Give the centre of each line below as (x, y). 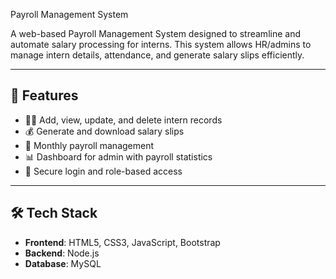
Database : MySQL (63, 263)
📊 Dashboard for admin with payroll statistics (118, 156)
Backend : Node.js (62, 253)
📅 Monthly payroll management (89, 145)
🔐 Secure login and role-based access (103, 171)
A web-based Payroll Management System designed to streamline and (155, 33)
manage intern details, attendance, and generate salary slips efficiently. (157, 55)
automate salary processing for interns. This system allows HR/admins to (161, 44)
